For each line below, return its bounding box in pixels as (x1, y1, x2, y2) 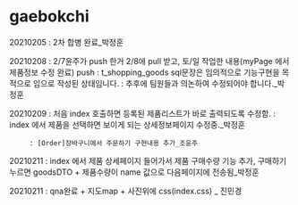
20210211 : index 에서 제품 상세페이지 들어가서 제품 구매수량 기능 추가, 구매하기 (9, 155, 287, 166)
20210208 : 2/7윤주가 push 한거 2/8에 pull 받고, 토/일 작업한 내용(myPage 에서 (9, 55, 290, 66)
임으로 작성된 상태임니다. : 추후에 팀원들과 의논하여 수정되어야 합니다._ (32, 78, 277, 88)
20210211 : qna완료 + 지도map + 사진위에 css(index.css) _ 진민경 (9, 185, 243, 196)
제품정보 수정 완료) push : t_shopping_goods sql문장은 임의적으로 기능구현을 (9, 67, 280, 78)
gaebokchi (9, 6, 89, 27)
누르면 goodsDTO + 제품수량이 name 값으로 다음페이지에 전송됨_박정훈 (9, 167, 260, 177)
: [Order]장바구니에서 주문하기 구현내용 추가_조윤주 (29, 138, 199, 148)
